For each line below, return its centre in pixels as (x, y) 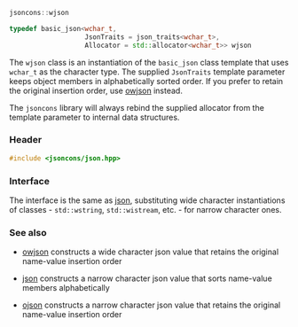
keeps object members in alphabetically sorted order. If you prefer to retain (146, 81)
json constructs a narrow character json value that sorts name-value (147, 278)
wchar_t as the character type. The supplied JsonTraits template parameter (147, 72)
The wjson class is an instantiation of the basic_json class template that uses (149, 62)
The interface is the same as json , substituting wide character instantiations (147, 200)
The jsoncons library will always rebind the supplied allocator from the (137, 107)
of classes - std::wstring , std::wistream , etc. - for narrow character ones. (145, 209)
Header (26, 140)
